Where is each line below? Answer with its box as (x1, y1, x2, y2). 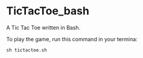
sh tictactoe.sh (6, 47, 47, 53)
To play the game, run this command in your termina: (6, 35, 138, 42)
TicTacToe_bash (6, 4, 89, 18)
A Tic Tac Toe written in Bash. (6, 24, 81, 31)
